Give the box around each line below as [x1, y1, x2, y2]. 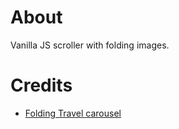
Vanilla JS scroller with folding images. [10, 39, 170, 51]
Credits [10, 74, 73, 97]
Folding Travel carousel [24, 107, 122, 119]
